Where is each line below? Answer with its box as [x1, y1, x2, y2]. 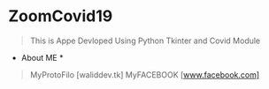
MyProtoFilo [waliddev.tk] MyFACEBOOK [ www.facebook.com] [29, 69, 260, 80]
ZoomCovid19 [8, 6, 113, 26]
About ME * [20, 52, 64, 63]
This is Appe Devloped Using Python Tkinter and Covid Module [29, 35, 261, 46]
